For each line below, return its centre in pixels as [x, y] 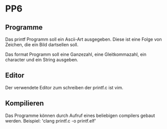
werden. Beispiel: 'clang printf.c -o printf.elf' [51, 120]
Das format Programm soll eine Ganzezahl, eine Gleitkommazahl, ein [76, 54]
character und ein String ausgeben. [42, 60]
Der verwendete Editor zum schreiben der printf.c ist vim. [64, 87]
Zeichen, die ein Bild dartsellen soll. [42, 45]
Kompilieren [25, 103]
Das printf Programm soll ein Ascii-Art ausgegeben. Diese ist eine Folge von [83, 39]
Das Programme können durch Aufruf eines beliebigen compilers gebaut [80, 115]
